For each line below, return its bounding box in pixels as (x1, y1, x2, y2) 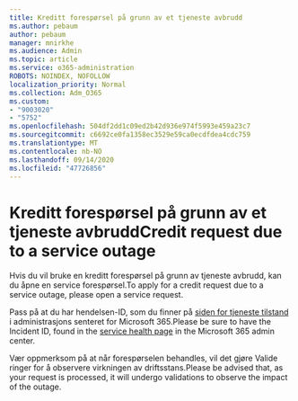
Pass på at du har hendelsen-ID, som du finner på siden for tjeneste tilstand (9, 307, 289, 317)
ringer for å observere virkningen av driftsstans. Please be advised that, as (9, 362, 284, 373)
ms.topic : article (9, 55, 78, 64)
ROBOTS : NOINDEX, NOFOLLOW (9, 72, 110, 81)
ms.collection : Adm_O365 (9, 88, 102, 97)
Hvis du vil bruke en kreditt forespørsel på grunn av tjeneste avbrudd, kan (9, 271, 283, 281)
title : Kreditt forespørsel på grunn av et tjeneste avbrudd (9, 13, 243, 22)
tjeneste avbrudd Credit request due (9, 221, 283, 242)
